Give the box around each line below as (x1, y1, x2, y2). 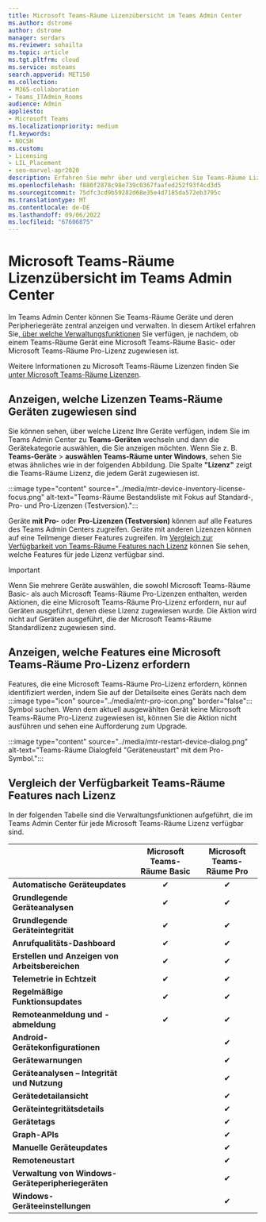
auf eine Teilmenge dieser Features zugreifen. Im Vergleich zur (8, 532, 214, 542)
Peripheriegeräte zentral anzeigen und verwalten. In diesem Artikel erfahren (8, 321, 256, 330)
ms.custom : (8, 144, 44, 152)
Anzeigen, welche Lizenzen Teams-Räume (8, 393, 223, 406)
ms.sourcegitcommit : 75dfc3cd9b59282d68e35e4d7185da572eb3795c (8, 188, 222, 197)
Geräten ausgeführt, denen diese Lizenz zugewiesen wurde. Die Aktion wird (8, 605, 257, 615)
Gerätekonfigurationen (12, 1041, 101, 1052)
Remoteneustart (12, 1155, 75, 1166)
